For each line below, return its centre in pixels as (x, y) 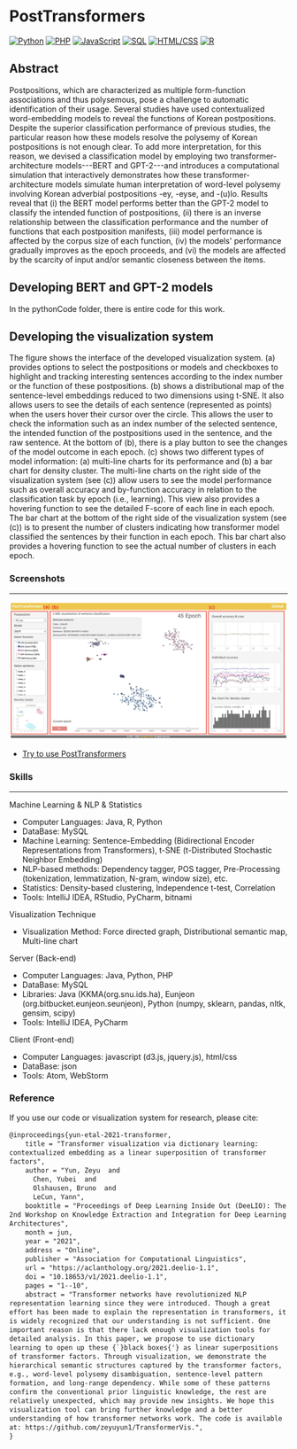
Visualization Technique (53, 914)
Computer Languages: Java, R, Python (92, 822)
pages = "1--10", (57, 1285)
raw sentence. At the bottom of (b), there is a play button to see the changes (148, 443)
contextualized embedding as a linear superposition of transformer (138, 1153)
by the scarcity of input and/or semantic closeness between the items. (137, 260)
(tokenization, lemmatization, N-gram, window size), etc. (125, 878)
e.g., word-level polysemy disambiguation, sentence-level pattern (136, 1374)
